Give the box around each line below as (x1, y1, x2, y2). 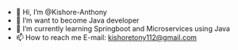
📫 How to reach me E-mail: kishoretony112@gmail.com (15, 33, 197, 42)
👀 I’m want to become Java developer (15, 16, 140, 25)
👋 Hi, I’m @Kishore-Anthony (15, 8, 107, 16)
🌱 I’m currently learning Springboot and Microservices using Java (15, 24, 230, 33)
